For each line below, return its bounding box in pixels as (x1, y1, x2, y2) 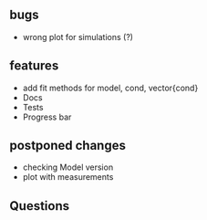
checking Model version (22, 162, 114, 173)
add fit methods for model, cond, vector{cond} (22, 82, 199, 93)
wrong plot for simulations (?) (22, 31, 134, 42)
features (9, 58, 59, 74)
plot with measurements (22, 172, 114, 183)
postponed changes (9, 138, 126, 153)
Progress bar (22, 111, 72, 122)
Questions (9, 198, 70, 214)
